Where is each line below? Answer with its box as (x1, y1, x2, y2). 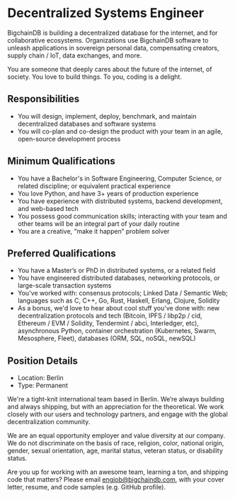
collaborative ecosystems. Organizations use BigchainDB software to (7, 36, 209, 44)
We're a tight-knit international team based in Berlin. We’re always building (7, 395, 224, 404)
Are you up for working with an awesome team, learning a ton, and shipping (7, 467, 229, 477)
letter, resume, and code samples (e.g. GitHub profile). (7, 483, 166, 492)
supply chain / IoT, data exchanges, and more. (7, 51, 142, 60)
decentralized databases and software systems (17, 119, 156, 128)
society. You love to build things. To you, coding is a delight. (7, 72, 183, 81)
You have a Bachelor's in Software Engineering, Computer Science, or (17, 174, 222, 183)
